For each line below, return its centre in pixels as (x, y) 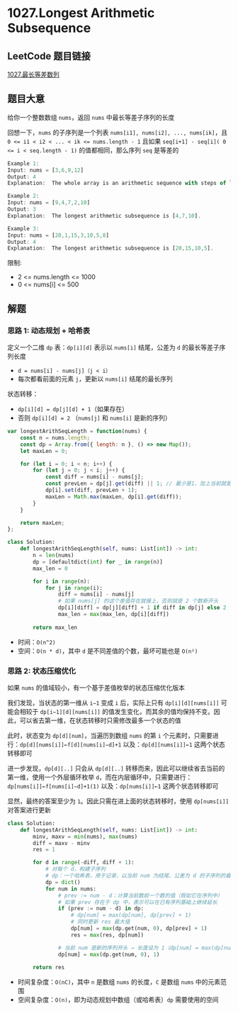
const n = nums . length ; (55, 437)
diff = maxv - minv (62, 843)
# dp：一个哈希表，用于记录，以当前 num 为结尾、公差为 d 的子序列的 (135, 876)
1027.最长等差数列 (34, 74)
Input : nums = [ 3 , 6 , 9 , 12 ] (45, 170)
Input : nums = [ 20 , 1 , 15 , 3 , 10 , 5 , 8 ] (58, 235)
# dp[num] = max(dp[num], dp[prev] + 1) (131, 915)
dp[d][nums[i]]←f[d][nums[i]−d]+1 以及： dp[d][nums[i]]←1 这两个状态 (123, 744)
